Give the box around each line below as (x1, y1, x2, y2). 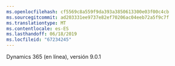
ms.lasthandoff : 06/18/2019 (6, 31, 78, 37)
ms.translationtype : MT (6, 20, 67, 26)
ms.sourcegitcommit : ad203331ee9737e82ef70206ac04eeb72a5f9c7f (6, 14, 170, 20)
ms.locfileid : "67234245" (6, 37, 71, 43)
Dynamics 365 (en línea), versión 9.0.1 (6, 53, 101, 60)
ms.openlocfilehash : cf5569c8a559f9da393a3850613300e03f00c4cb (6, 8, 170, 15)
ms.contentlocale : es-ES (6, 25, 69, 32)
